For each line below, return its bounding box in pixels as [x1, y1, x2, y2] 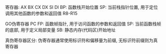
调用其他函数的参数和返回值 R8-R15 [5, 10, 78, 16]
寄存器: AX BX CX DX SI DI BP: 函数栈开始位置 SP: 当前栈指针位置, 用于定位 [5, 4, 158, 10]
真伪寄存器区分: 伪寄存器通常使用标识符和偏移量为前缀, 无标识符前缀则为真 [5, 37, 158, 43]
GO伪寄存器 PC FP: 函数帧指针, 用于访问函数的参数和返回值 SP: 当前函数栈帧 [5, 21, 162, 27]
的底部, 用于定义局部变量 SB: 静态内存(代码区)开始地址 [5, 27, 116, 33]
